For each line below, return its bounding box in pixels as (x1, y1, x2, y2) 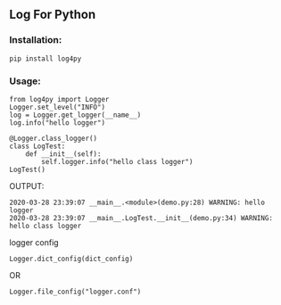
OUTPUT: (9, 180, 45, 191)
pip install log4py (9, 54, 82, 63)
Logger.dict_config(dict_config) (9, 254, 134, 263)
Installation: (9, 34, 62, 46)
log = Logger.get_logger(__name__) (9, 111, 142, 120)
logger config (9, 236, 60, 248)
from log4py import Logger (9, 95, 110, 103)
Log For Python (9, 7, 96, 22)
